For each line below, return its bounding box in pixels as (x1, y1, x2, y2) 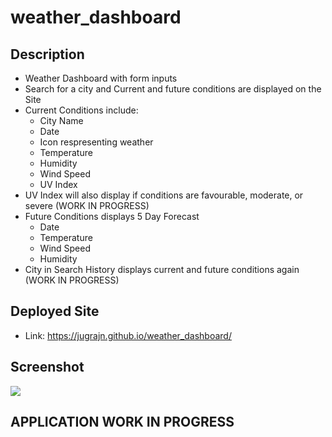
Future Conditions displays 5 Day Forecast (24, 211, 200, 222)
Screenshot (10, 359, 85, 376)
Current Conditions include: (24, 104, 139, 116)
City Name (39, 115, 84, 126)
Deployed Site (10, 303, 100, 320)
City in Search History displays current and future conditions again (24, 264, 300, 275)
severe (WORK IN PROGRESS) (24, 200, 150, 211)
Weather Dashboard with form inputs (24, 72, 178, 84)
